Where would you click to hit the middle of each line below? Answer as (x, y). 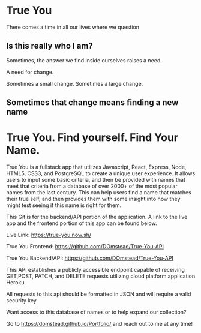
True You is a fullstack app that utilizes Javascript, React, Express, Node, (96, 167)
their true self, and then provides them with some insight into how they (93, 199)
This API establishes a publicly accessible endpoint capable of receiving (95, 270)
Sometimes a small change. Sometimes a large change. (75, 83)
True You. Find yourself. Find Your (92, 138)
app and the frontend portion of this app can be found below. (82, 223)
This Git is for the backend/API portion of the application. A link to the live (97, 217)
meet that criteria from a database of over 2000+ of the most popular (92, 186)
